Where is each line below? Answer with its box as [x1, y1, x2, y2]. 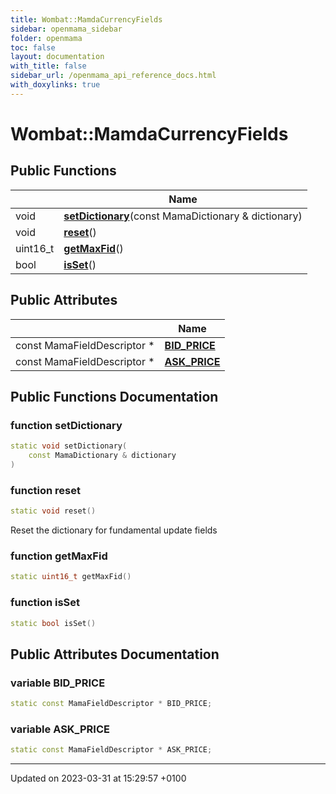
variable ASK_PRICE [10, 722, 110, 736]
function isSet [10, 596, 81, 610]
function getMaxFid [10, 549, 108, 563]
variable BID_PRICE [10, 676, 106, 690]
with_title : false [10, 61, 87, 71]
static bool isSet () [10, 618, 97, 628]
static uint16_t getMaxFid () [10, 572, 132, 582]
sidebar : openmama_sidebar [10, 24, 123, 34]
